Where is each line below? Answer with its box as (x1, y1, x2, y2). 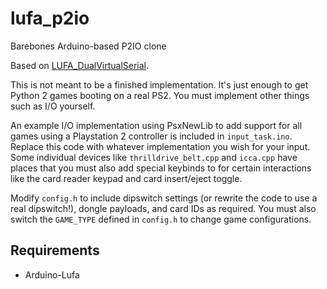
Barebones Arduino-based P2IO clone (10, 40, 167, 52)
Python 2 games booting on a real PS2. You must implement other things (10, 89, 310, 101)
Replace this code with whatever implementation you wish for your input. (10, 140, 311, 152)
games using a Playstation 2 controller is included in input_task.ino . (10, 130, 293, 142)
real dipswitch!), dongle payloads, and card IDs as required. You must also (10, 202, 317, 214)
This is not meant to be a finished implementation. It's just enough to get (10, 78, 309, 91)
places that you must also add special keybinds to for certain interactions (10, 162, 312, 174)
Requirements (10, 242, 100, 259)
